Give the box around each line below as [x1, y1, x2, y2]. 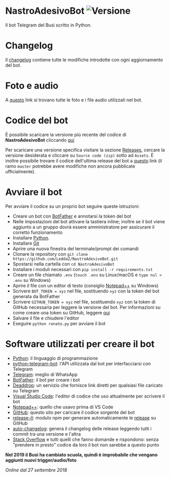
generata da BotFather [12, 293, 60, 299]
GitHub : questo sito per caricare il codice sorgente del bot [12, 409, 135, 415]
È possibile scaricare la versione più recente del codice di [5, 131, 127, 138]
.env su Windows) [12, 277, 51, 283]
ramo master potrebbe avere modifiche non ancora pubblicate [5, 163, 135, 169]
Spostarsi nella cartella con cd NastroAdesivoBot [12, 260, 115, 267]
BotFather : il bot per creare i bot [12, 377, 80, 383]
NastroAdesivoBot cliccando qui [5, 137, 75, 143]
